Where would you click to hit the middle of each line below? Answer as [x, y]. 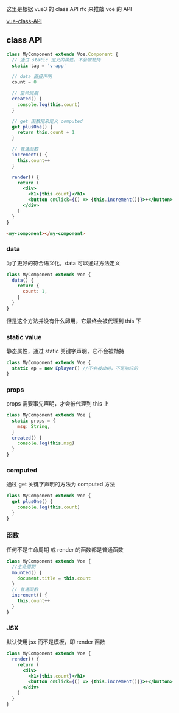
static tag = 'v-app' [39, 66]
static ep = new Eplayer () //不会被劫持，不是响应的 [75, 368]
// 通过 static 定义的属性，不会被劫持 [56, 60]
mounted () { [27, 572]
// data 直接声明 [32, 77]
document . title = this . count [54, 578]
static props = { [34, 421]
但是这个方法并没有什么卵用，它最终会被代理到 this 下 [74, 321]
